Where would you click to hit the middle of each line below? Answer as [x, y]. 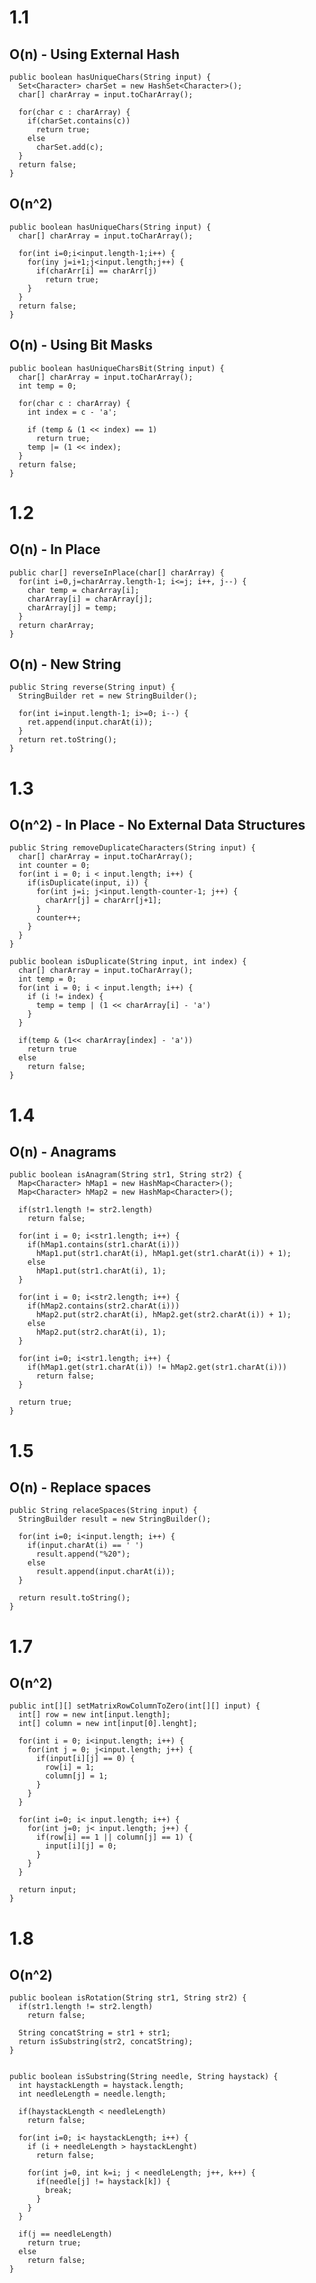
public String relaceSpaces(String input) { [103, 1511]
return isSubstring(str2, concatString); [106, 2042]
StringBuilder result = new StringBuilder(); [115, 1519]
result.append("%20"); [83, 1554]
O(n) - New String [65, 664]
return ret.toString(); [67, 740]
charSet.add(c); [69, 147]
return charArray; [57, 625]
